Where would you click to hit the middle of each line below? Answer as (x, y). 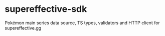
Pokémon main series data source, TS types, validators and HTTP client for (82, 23)
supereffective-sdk (46, 9)
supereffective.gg (23, 28)
